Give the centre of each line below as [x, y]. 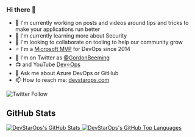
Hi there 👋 [21, 10]
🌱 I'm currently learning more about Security [71, 36]
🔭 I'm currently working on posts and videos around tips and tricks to [102, 23]
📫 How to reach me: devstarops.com [62, 80]
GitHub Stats [31, 113]
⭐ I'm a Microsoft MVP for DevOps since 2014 [73, 49]
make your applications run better [58, 29]
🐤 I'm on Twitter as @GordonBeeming [62, 58]
